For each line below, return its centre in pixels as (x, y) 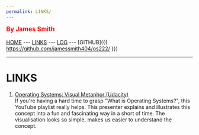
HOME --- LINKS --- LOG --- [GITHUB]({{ (57, 42)
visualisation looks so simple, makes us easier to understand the (93, 120)
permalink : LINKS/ (29, 12)
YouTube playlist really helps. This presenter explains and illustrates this (102, 107)
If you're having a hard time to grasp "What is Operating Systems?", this (102, 101)
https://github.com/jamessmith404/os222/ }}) (62, 49)
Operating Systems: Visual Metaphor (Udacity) (72, 94)
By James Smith (31, 29)
